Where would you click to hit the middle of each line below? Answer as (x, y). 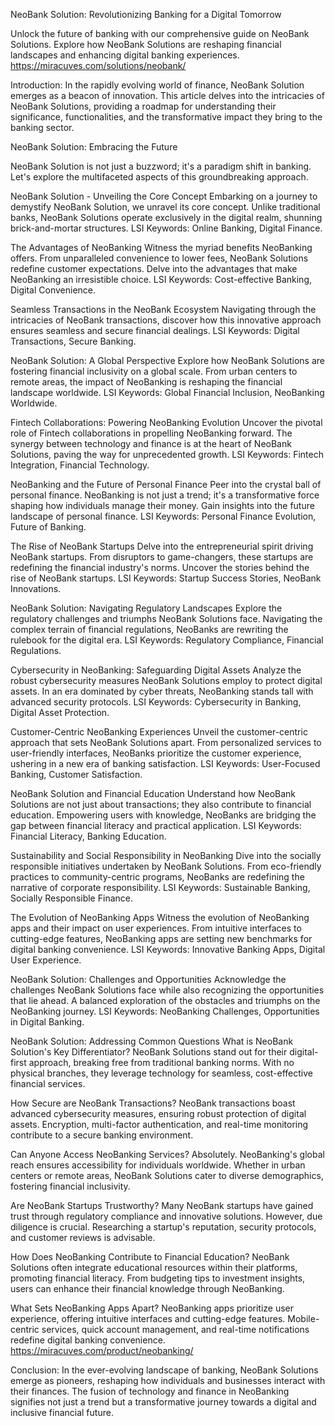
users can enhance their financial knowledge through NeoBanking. (147, 1288)
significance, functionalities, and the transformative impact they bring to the (166, 117)
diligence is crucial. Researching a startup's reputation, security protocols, (163, 1227)
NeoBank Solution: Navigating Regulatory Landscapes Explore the (146, 608)
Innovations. (36, 588)
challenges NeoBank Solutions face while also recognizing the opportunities (167, 990)
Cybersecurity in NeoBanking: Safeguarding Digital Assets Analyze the (156, 670)
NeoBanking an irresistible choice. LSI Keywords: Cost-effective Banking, (161, 279)
